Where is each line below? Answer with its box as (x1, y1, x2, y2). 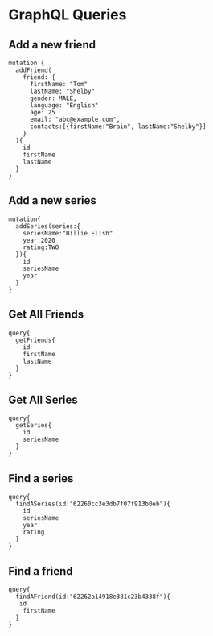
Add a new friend (8, 38, 96, 52)
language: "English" (29, 102, 99, 110)
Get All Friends (8, 308, 84, 322)
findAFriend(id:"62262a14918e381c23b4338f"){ (15, 592, 171, 601)
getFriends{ (15, 336, 56, 344)
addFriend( (15, 66, 52, 74)
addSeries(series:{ (15, 222, 81, 231)
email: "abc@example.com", (29, 115, 121, 123)
